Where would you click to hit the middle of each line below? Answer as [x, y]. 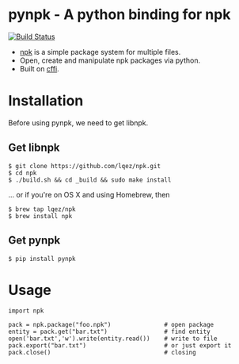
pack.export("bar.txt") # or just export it [120, 346]
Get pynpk [34, 241]
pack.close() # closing [102, 353]
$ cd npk [23, 173]
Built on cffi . [39, 68]
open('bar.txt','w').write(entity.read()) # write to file [113, 339]
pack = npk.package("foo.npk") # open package [111, 325]
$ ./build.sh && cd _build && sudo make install [90, 180]
